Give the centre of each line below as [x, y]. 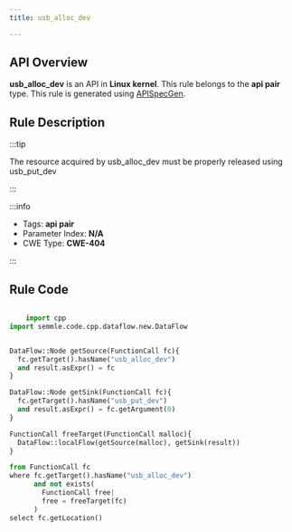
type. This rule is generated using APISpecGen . [98, 94]
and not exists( [64, 484]
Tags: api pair [48, 224]
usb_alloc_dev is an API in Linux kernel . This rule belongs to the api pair [145, 84]
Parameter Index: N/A [63, 234]
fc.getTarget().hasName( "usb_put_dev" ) [93, 401]
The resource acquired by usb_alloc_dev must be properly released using [146, 162]
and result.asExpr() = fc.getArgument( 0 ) [97, 410]
